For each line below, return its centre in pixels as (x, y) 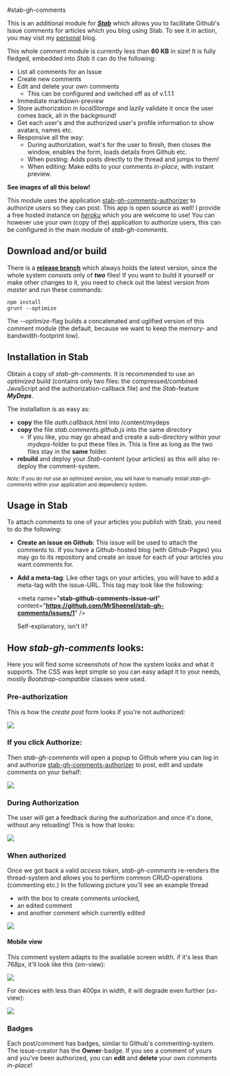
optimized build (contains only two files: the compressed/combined (102, 381)
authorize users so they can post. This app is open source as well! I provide (114, 208)
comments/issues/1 (46, 613)
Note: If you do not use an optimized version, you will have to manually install (98, 479)
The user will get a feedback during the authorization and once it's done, (110, 818)
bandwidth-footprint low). (44, 335)
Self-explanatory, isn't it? (52, 626)
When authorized (37, 856)
